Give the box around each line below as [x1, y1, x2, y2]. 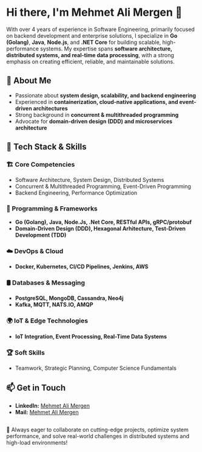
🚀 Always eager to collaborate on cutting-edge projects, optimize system [6, 426, 189, 434]
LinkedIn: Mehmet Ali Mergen [15, 402, 90, 409]
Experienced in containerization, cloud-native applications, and [15, 98, 178, 105]
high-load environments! [6, 439, 68, 447]
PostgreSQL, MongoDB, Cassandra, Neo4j [15, 294, 124, 302]
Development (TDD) [15, 231, 67, 238]
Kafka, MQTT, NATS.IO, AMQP [15, 301, 93, 308]
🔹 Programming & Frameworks [6, 204, 98, 213]
